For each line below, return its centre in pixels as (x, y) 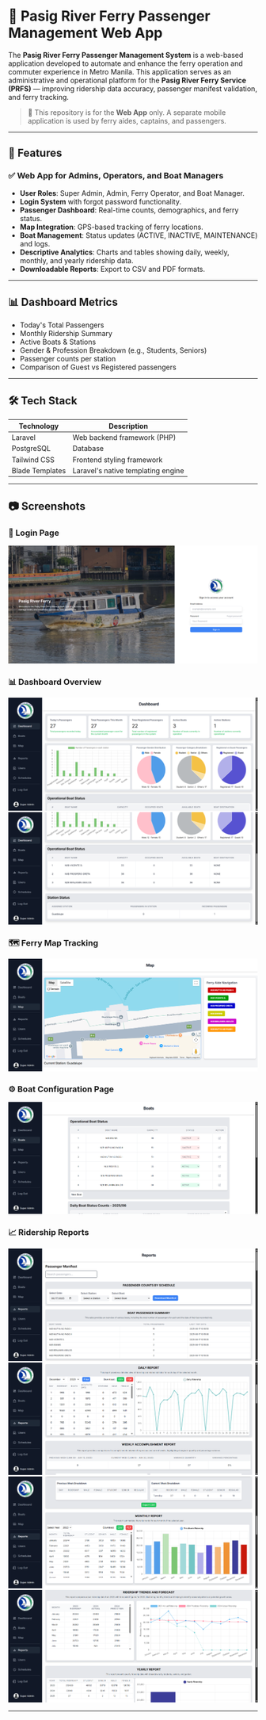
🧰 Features (35, 153)
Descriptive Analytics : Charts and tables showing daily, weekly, (124, 252)
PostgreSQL (31, 449)
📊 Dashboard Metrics (63, 302)
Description (129, 426)
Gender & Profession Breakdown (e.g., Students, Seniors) (113, 350)
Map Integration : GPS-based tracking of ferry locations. (111, 227)
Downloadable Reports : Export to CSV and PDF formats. (112, 269)
